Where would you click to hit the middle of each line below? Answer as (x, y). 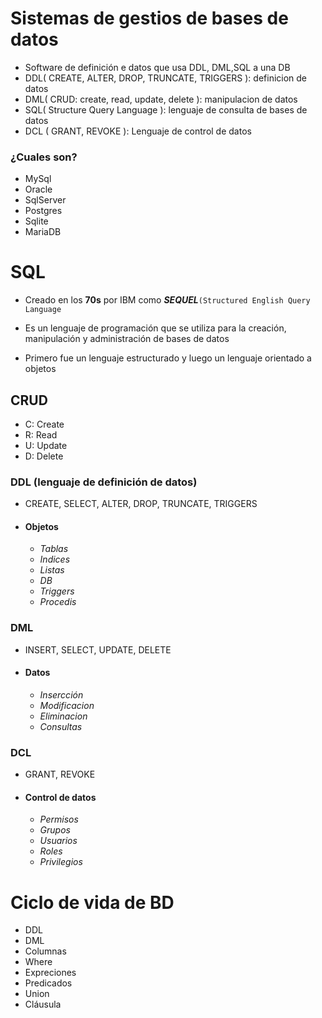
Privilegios (61, 862)
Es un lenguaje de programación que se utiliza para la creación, (155, 328)
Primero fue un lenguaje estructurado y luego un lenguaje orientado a (168, 358)
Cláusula (43, 1004)
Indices (55, 559)
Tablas (54, 549)
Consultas (61, 726)
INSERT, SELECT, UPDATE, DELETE (98, 649)
